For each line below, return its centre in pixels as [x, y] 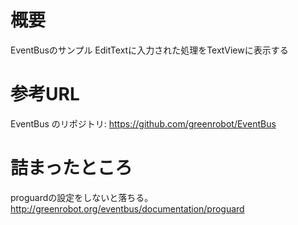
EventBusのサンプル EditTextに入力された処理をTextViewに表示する [149, 50]
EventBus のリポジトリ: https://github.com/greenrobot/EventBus [143, 123]
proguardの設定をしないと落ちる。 [82, 197]
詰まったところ [71, 168]
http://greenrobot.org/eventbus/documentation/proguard [127, 208]
